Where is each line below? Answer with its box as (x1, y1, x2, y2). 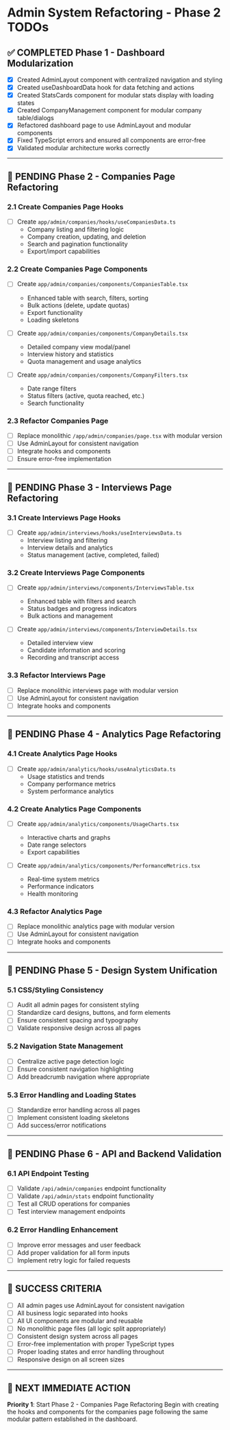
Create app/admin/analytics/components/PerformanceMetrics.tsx (16, 861, 201, 869)
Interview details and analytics (27, 543, 114, 552)
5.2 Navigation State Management (7, 1042, 123, 1051)
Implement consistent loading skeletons (16, 1114, 129, 1122)
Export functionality (27, 308, 84, 316)
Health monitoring (27, 890, 79, 898)
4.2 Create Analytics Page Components (7, 804, 142, 814)
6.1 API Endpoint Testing (7, 1169, 90, 1178)
